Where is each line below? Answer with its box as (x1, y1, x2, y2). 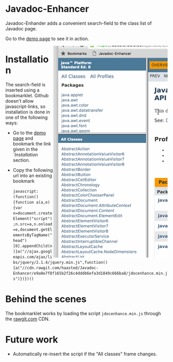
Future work (5, 334, 58, 345)
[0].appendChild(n (12, 243, 53, 248)
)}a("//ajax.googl (12, 249, 53, 254)
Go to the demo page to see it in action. (5, 35, 89, 42)
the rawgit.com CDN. (5, 316, 50, 322)
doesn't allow (5, 98, 34, 104)
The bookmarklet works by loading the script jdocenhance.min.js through (5, 310, 161, 316)
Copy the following (12, 167, 53, 173)
